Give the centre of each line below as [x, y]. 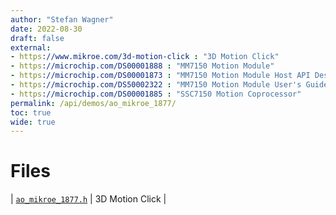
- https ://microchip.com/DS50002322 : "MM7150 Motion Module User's [156, 85]
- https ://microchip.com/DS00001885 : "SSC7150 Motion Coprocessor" [156, 94]
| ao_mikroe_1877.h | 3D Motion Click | [88, 199]
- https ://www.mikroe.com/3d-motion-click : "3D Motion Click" [145, 57]
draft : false [37, 38]
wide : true [33, 122]
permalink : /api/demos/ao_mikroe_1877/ [93, 103]
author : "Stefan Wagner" [62, 19]
